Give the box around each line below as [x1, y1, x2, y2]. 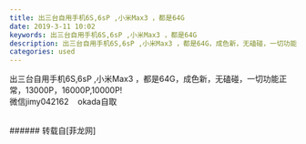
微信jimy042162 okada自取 [9, 97, 117, 108]
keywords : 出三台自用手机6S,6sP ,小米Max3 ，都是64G [9, 30, 198, 39]
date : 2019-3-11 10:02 [9, 22, 96, 31]
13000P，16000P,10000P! [25, 85, 123, 96]
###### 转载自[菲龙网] [9, 125, 97, 137]
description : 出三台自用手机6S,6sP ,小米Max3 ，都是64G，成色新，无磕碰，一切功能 [9, 38, 298, 48]
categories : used [9, 47, 76, 57]
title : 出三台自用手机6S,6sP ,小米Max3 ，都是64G [9, 13, 185, 23]
